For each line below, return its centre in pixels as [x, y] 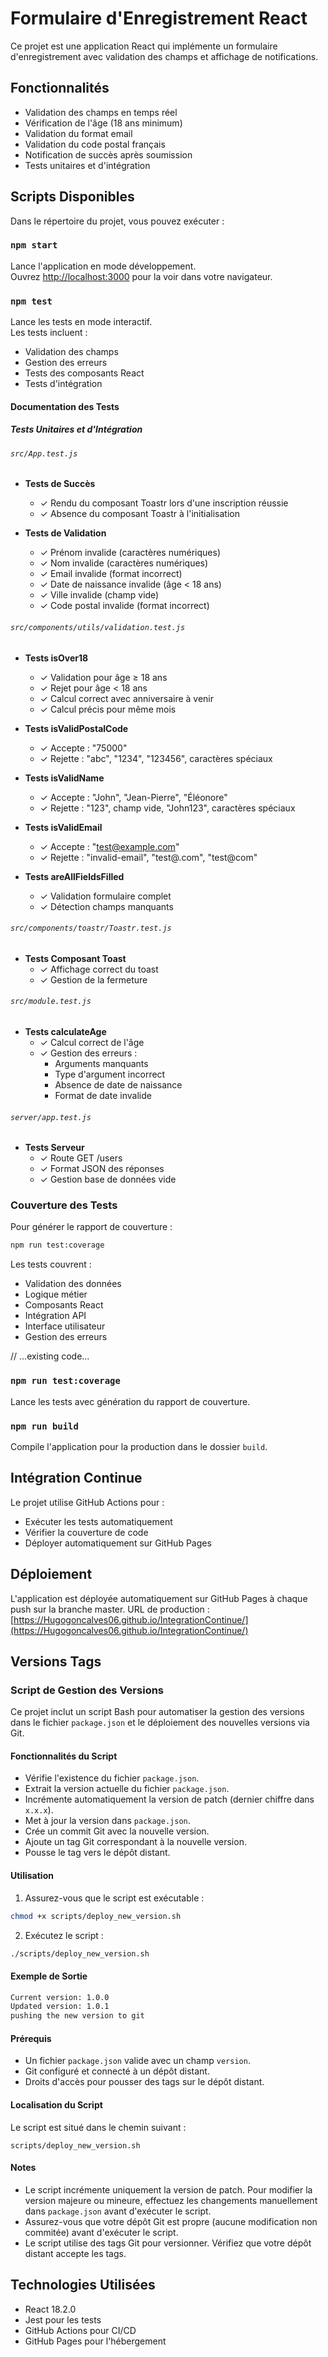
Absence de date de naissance [118, 1084]
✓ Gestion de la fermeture [93, 979]
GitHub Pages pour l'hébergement [95, 2341]
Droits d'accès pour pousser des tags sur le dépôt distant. [144, 2082]
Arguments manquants [101, 1063]
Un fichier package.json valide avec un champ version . [137, 2061]
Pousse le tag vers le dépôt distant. [97, 1853]
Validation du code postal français [95, 144]
